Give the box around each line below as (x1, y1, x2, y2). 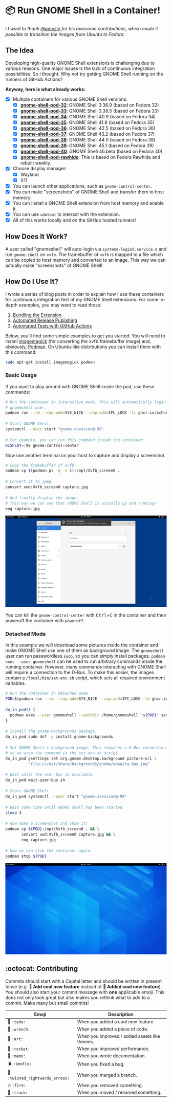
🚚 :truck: (7, 1089, 28, 1096)
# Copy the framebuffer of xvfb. (5, 463, 77, 468)
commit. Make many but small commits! (5, 1000, 89, 1006)
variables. (5, 680, 26, 687)
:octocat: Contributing (5, 964, 78, 973)
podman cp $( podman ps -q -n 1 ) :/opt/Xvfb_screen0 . (5, 468, 120, 474)
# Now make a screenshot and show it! (5, 821, 88, 826)
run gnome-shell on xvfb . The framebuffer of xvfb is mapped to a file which (5, 251, 163, 258)
